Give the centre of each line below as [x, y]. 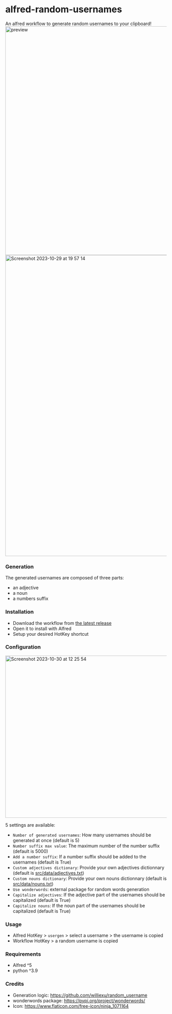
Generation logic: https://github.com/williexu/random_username [80, 995]
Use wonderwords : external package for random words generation [81, 889]
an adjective [26, 588]
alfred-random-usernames [64, 9]
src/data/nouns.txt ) [33, 883]
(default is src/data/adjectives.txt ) [48, 873]
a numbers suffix [30, 599]
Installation [20, 612]
